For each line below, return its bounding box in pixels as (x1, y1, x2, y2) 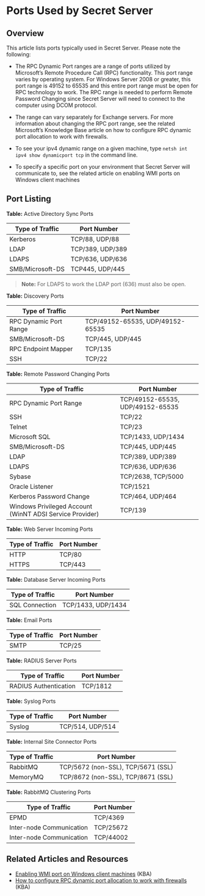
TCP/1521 (120, 482, 151, 491)
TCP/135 (85, 344, 112, 353)
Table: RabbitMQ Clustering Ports (6, 788, 92, 796)
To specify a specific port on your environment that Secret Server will (15, 163, 190, 170)
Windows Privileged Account (9, 502, 93, 511)
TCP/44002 (93, 833, 128, 842)
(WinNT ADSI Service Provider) (9, 509, 99, 518)
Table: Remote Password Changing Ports (6, 370, 110, 377)
